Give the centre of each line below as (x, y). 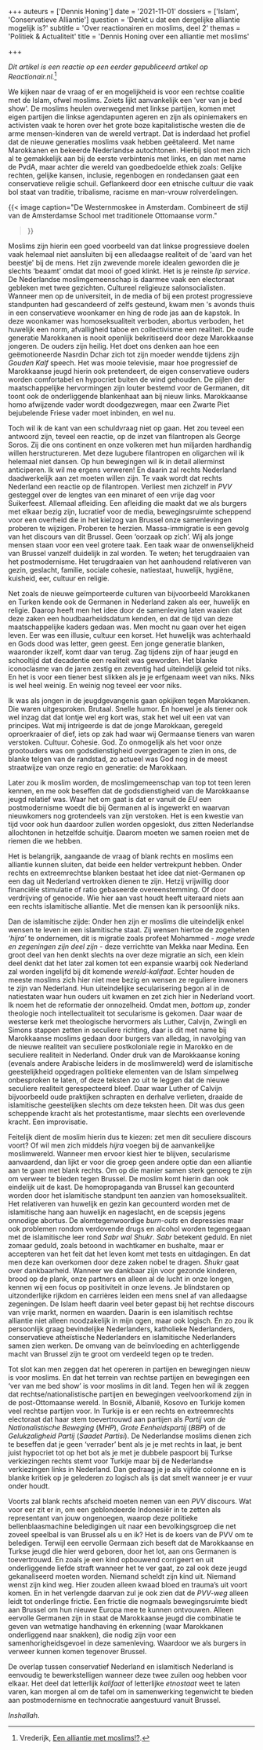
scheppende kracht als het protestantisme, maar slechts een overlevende (126, 1113)
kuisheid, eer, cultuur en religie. (59, 578)
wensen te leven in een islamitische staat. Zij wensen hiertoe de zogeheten (129, 929)
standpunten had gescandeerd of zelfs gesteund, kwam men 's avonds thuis (131, 304)
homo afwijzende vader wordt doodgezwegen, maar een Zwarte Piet (119, 405)
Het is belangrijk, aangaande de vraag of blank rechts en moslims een (121, 856)
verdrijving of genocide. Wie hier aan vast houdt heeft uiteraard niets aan (126, 898)
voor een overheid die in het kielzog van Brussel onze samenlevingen (120, 520)
